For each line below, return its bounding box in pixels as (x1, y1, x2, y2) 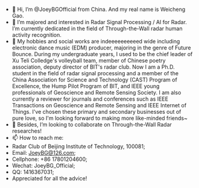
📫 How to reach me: (11, 134, 64, 141)
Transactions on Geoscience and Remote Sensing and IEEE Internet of (11, 102, 187, 108)
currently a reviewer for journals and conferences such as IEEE (11, 95, 169, 102)
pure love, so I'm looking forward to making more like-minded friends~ (11, 114, 188, 122)
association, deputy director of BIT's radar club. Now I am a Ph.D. (11, 63, 175, 70)
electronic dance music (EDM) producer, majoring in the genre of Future (11, 44, 191, 51)
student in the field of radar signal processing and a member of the (11, 70, 179, 77)
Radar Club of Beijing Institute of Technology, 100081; (11, 143, 146, 150)
